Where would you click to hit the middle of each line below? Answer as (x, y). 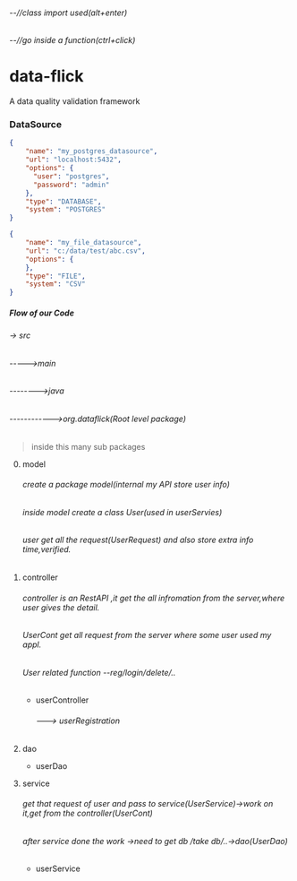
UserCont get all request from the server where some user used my (147, 635)
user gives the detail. (61, 607)
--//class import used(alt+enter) (68, 13)
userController (62, 700)
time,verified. (47, 549)
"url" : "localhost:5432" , (74, 160)
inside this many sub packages (88, 446)
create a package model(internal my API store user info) (126, 485)
